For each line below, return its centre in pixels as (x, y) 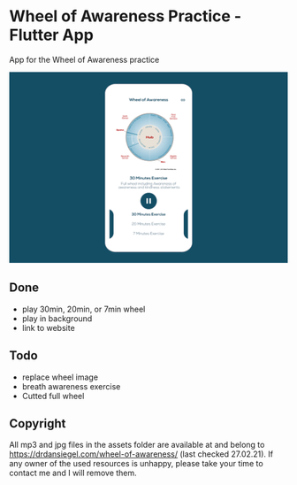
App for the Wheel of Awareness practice (84, 59)
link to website (48, 327)
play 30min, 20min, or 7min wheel (84, 309)
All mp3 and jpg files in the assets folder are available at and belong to (137, 445)
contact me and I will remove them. (73, 473)
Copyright (38, 423)
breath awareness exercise (71, 386)
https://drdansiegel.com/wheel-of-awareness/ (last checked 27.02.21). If (141, 454)
